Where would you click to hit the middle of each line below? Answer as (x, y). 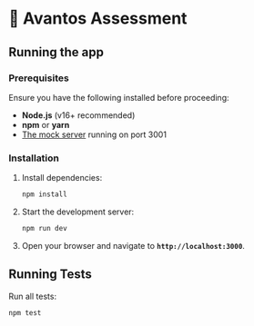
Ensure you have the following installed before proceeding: (119, 97)
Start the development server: (78, 212)
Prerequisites (39, 78)
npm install (44, 194)
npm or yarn (46, 124)
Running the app (56, 52)
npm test (25, 312)
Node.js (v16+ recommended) (78, 115)
